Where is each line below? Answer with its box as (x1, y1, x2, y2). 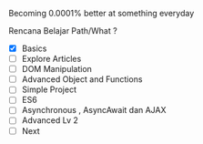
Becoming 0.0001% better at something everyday (8, 8, 195, 18)
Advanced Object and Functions (21, 74, 143, 85)
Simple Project (21, 84, 76, 95)
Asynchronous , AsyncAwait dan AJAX (21, 105, 167, 116)
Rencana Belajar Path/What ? (8, 26, 117, 36)
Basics (21, 43, 47, 54)
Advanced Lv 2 (21, 115, 78, 126)
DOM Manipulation (21, 64, 93, 75)
